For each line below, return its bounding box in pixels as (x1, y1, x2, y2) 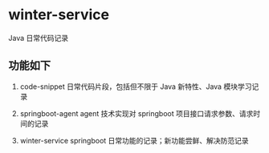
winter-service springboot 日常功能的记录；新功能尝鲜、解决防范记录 (19, 135, 249, 145)
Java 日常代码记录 (8, 33, 69, 42)
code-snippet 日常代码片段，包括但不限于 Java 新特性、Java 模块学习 (19, 82, 252, 91)
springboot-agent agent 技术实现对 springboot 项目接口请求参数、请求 (19, 108, 254, 118)
